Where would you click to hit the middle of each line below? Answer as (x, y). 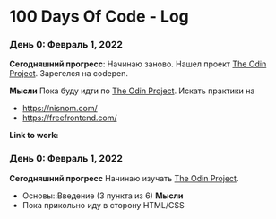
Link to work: (34, 136)
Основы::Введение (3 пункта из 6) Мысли (103, 196)
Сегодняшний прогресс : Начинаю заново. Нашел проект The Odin (138, 64)
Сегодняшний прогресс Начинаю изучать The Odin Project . (124, 178)
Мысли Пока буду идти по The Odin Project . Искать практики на (132, 91)
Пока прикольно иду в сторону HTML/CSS (103, 205)
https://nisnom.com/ (60, 109)
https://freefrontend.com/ (69, 118)
